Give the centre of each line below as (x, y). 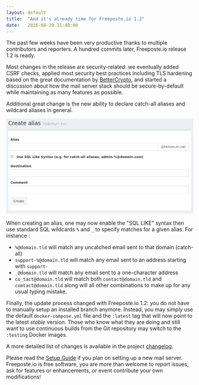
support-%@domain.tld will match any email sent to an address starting (100, 260)
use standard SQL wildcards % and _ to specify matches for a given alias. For (100, 229)
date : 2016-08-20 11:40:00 (42, 25)
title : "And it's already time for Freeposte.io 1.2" (75, 19)
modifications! (24, 377)
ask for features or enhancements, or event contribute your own (85, 370)
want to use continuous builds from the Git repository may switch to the (94, 328)
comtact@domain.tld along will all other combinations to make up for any (102, 285)
